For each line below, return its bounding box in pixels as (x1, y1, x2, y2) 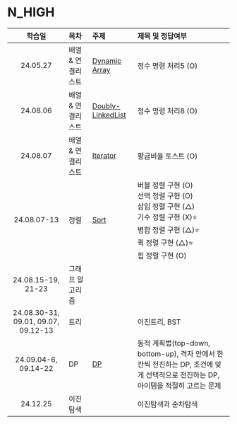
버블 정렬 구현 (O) (137, 180, 193, 190)
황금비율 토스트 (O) (137, 151, 198, 161)
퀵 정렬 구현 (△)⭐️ (137, 238, 194, 248)
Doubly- (92, 101, 121, 110)
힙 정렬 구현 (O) (137, 251, 187, 260)
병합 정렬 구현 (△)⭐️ (137, 224, 200, 234)
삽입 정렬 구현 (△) (137, 201, 195, 211)
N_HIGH (7, 4, 55, 21)
